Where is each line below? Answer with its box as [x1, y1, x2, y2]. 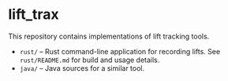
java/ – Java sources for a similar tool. [19, 63, 145, 72]
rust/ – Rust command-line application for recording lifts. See [19, 46, 221, 56]
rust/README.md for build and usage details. [19, 55, 160, 64]
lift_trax [8, 6, 59, 24]
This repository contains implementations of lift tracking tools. [8, 31, 210, 41]
